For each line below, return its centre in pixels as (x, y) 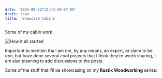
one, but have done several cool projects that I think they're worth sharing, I (80, 56)
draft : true (17, 14)
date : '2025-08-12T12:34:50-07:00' (41, 9)
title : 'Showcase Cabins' (31, 18)
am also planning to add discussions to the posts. (54, 61)
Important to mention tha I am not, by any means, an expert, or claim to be (79, 51)
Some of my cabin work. (29, 32)
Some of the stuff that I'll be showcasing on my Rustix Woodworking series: (81, 70)
